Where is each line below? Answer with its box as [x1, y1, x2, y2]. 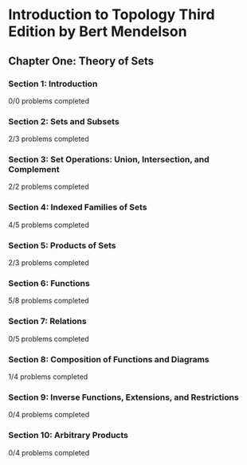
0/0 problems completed [8, 96, 90, 105]
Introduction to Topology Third [8, 6, 215, 24]
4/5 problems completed [8, 220, 90, 229]
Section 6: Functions [8, 277, 90, 288]
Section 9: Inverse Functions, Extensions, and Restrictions [8, 392, 239, 403]
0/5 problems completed [8, 334, 89, 343]
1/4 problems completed [8, 372, 88, 381]
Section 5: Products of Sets [8, 240, 116, 251]
